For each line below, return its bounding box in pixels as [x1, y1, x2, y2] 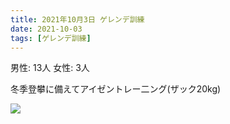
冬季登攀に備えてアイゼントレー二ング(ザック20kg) [10, 83, 222, 95]
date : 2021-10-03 [10, 24, 83, 34]
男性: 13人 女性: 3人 [10, 62, 90, 74]
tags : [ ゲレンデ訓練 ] [10, 33, 92, 43]
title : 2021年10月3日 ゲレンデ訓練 [10, 14, 145, 25]
